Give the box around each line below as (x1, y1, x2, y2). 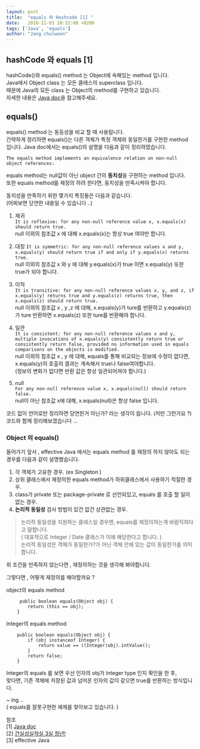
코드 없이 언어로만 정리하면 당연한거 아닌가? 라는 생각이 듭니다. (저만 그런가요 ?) (6, 409, 192, 417)
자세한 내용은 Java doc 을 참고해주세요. (6, 94, 97, 101)
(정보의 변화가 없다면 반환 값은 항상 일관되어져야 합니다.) (14, 367, 146, 374)
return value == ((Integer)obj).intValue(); (38, 643, 151, 649)
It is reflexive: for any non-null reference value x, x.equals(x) (14, 219, 186, 225)
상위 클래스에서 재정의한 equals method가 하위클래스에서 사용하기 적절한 (14, 476, 186, 483)
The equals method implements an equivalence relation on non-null (6, 155, 178, 161)
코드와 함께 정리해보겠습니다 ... (6, 417, 78, 424)
